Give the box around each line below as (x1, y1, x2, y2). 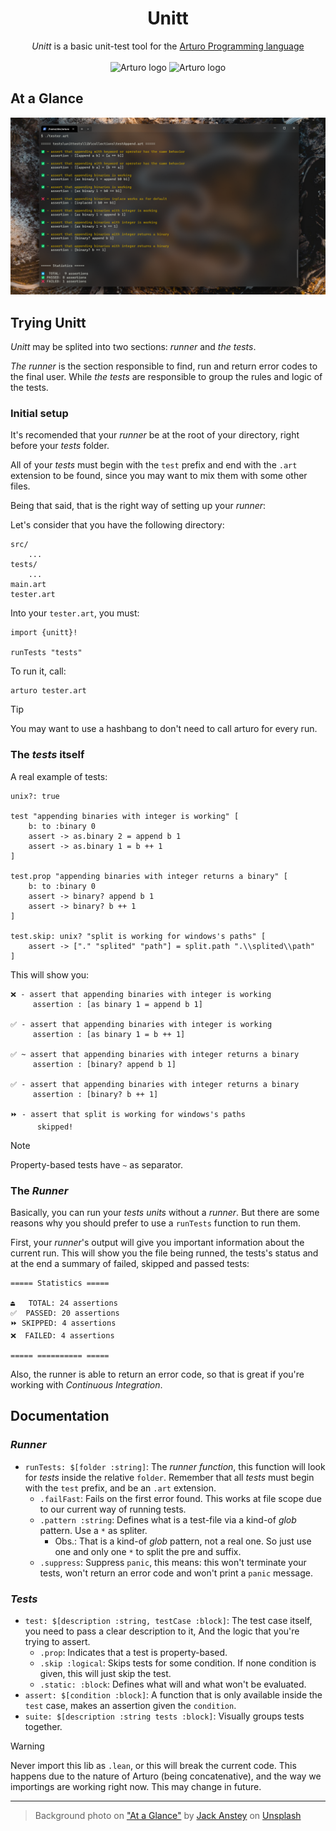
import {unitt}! (10, 628, 78, 638)
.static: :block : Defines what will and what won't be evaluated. (39, 1678, 307, 1690)
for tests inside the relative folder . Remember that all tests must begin (24, 1471, 315, 1483)
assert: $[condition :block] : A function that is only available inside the (24, 1688, 323, 1701)
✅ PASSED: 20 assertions (10, 1308, 120, 1318)
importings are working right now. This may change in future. (10, 1780, 262, 1792)
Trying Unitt (10, 314, 87, 331)
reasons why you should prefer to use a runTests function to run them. (10, 1217, 301, 1229)
